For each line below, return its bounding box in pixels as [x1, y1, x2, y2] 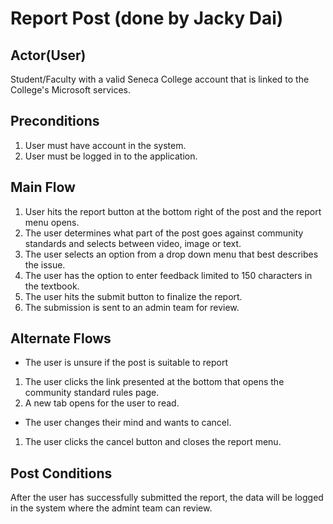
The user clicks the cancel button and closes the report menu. [24, 436, 282, 448]
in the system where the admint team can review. [10, 502, 213, 514]
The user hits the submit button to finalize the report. [24, 290, 243, 302]
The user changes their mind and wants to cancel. [24, 417, 232, 429]
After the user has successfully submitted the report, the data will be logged [10, 492, 324, 504]
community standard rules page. [24, 387, 160, 399]
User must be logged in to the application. [24, 150, 198, 162]
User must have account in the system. [24, 139, 187, 151]
